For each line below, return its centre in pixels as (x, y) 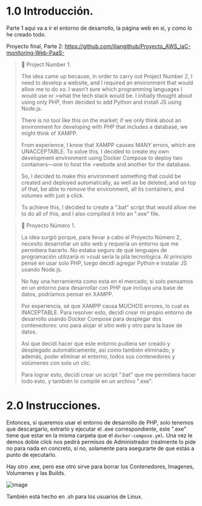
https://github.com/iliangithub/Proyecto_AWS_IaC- (128, 46)
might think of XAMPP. (49, 133)
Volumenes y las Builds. (36, 473)
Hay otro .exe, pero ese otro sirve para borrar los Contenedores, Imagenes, (100, 467)
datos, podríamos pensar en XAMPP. (67, 294)
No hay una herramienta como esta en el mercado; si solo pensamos (107, 281)
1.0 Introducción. (50, 11)
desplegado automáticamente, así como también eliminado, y (98, 350)
